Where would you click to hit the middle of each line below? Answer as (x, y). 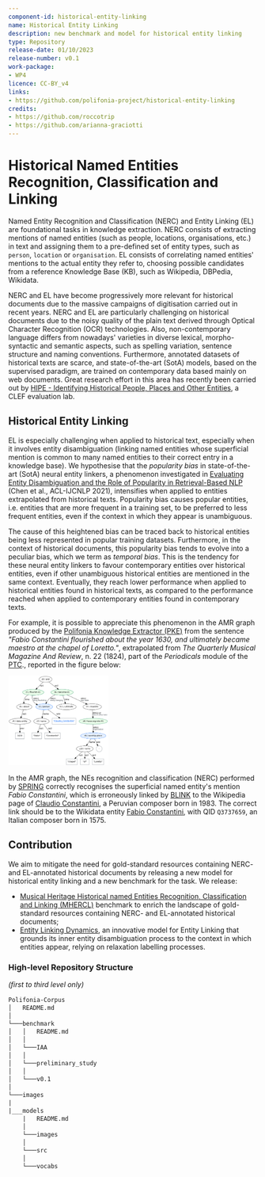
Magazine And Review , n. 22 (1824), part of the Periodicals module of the (128, 656)
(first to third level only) (46, 985)
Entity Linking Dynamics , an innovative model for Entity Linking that (129, 930)
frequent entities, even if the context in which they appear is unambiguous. (130, 516)
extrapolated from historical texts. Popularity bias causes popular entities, (129, 499)
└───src (35, 1151)
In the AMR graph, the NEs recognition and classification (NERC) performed (131, 778)
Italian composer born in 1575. (57, 821)
